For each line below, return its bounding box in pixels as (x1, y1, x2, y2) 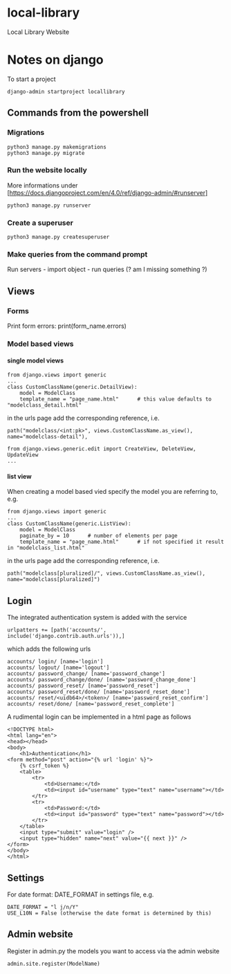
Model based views (7, 339, 74, 349)
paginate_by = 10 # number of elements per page (19, 533, 178, 540)
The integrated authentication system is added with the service (7, 614, 187, 622)
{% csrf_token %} (19, 762, 70, 769)
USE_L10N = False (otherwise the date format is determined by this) (7, 910, 212, 917)
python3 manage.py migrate (7, 149, 85, 156)
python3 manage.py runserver (7, 202, 91, 209)
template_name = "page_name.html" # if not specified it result (19, 538, 225, 546)
